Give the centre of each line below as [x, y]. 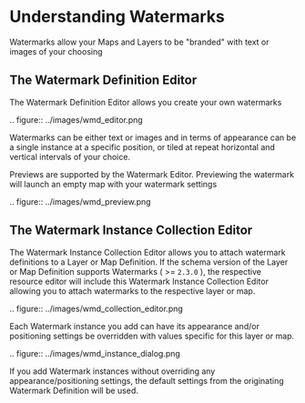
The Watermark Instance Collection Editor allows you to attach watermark [147, 252]
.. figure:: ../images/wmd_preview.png [81, 201]
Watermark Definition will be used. [74, 390]
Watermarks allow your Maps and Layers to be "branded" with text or [140, 42]
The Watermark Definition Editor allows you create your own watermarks [146, 102]
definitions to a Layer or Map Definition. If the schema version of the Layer [149, 262]
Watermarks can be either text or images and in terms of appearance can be [153, 137]
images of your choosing [56, 51]
